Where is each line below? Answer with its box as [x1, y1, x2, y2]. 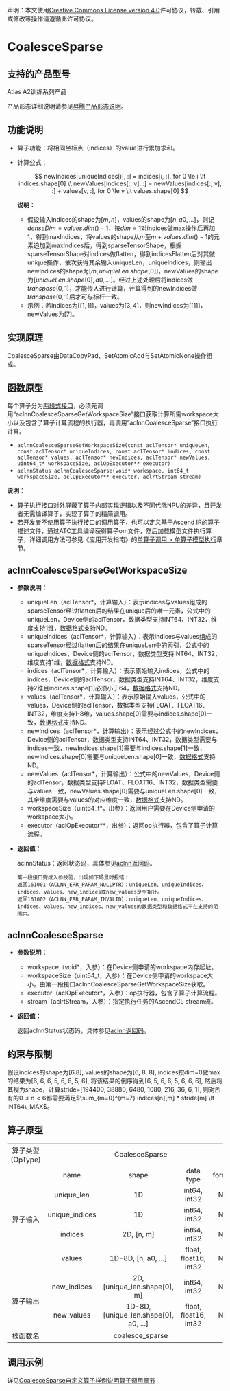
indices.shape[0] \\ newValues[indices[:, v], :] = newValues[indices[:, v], [18, 179, 222, 188]
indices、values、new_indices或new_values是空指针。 [16, 889, 163, 896]
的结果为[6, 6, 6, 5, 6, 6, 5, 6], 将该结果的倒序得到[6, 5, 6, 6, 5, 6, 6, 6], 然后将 [7, 1076, 223, 1085]
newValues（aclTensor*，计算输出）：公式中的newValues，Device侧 [27, 770, 220, 778]
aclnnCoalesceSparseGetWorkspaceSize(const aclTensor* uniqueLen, [16, 442, 211, 449]
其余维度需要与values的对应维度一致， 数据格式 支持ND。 [27, 795, 187, 804]
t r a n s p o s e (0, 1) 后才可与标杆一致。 [27, 293, 123, 301]
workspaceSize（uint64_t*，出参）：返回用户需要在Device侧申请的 [27, 804, 216, 813]
